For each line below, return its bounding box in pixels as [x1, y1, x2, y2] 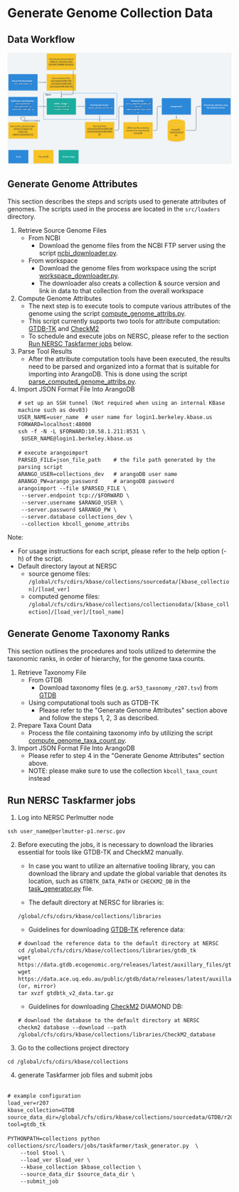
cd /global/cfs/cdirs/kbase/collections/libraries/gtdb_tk [17, 947, 197, 954]
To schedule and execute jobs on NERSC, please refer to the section [28, 332, 229, 340]
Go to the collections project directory [17, 1044, 129, 1053]
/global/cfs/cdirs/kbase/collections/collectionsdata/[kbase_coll [28, 601, 230, 608]
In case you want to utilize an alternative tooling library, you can [28, 862, 216, 870]
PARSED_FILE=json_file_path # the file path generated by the [17, 456, 216, 463]
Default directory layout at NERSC [17, 561, 117, 570]
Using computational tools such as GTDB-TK [28, 698, 159, 707]
